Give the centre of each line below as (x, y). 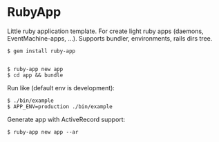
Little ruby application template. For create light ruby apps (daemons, (105, 31)
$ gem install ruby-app (41, 51)
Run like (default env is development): (61, 88)
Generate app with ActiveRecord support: (66, 119)
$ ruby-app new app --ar (43, 132)
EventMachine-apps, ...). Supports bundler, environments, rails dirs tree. (110, 38)
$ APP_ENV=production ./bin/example (60, 106)
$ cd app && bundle (35, 75)
